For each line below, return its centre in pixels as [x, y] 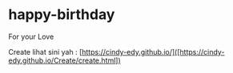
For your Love [31, 36]
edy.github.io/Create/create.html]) [65, 60]
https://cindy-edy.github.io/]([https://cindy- [153, 52]
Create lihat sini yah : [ [45, 52]
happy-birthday [62, 15]
